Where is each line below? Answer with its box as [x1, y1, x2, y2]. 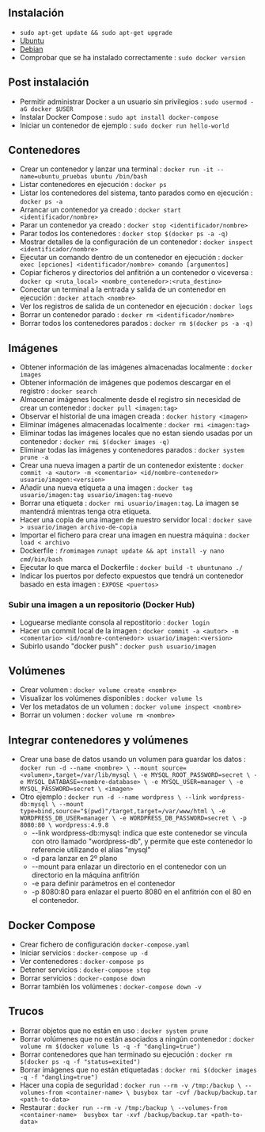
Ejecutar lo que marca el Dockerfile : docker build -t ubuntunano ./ [19, 563, 244, 572]
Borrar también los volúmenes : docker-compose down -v [19, 981, 202, 991]
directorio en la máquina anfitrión [31, 870, 140, 880]
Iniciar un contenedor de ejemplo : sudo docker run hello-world [19, 120, 229, 130]
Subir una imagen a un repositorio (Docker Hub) [8, 599, 195, 610]
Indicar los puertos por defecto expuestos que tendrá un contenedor [19, 571, 244, 581]
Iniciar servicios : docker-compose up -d [19, 947, 149, 958]
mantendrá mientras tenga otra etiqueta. [19, 507, 152, 516]
